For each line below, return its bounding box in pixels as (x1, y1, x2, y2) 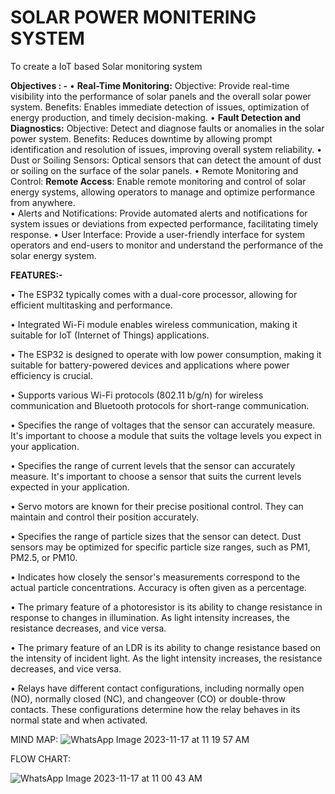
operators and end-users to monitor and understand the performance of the (10, 239, 324, 251)
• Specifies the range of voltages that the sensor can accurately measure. (10, 419, 316, 431)
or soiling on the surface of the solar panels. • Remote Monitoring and (10, 164, 299, 176)
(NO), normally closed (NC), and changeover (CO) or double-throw (10, 692, 287, 705)
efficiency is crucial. (10, 369, 93, 381)
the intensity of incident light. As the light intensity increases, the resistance (10, 652, 323, 664)
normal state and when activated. (10, 714, 148, 726)
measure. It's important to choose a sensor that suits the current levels (10, 470, 302, 482)
